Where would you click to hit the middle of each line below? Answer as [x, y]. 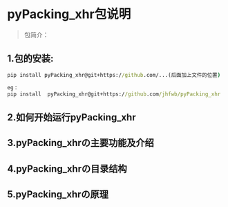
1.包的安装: [30, 58]
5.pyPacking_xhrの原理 [58, 194]
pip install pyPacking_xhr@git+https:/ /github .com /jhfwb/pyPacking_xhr [114, 94]
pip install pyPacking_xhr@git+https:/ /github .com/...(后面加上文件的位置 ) [114, 75]
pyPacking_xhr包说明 [69, 14]
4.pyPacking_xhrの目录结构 [67, 169]
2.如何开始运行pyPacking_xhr [72, 117]
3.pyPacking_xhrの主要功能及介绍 [80, 143]
